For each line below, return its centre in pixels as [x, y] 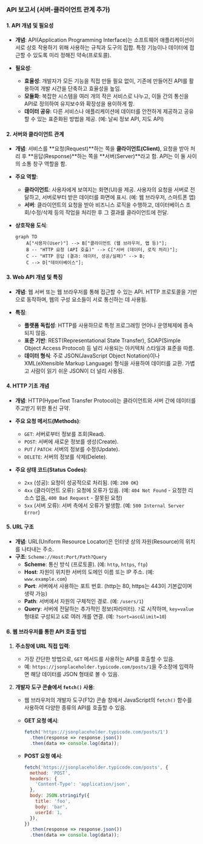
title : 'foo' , [53, 801]
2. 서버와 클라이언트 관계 [35, 134]
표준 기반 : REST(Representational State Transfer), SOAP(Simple [102, 340]
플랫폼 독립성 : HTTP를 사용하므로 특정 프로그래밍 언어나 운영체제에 [103, 325]
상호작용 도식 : [31, 226]
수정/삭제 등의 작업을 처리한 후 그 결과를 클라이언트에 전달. [100, 213]
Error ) [32, 512]
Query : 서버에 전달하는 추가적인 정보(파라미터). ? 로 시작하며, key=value [109, 609]
